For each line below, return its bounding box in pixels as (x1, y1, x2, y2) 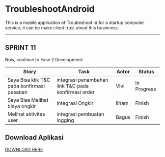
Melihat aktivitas (7, 111, 45, 117)
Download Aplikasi (5, 134, 64, 142)
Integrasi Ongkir (56, 99, 94, 106)
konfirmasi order (56, 89, 95, 95)
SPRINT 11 (5, 44, 36, 52)
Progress (135, 86, 156, 92)
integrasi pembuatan (56, 111, 105, 117)
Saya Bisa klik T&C (7, 76, 51, 83)
